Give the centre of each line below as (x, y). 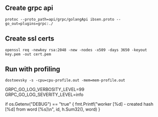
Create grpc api (29, 8)
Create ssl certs (30, 39)
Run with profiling (33, 69)
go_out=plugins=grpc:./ (29, 23)
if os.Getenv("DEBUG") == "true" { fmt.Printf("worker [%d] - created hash (79, 104)
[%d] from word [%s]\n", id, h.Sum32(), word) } (53, 109)
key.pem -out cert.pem (28, 54)
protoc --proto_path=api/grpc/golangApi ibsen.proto (60, 19)
